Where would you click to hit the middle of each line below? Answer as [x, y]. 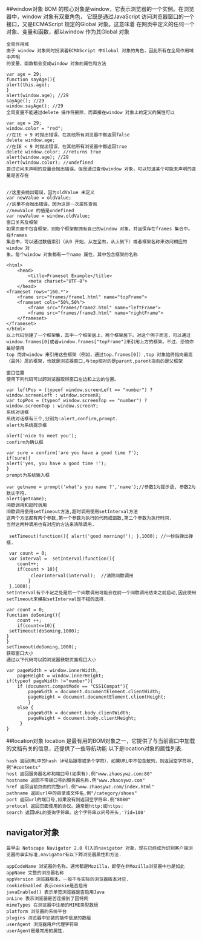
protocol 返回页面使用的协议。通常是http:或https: [65, 806]
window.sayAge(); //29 [35, 106]
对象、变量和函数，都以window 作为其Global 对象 [68, 32]
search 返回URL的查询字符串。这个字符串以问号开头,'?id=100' [76, 813]
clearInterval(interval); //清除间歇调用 [82, 576]
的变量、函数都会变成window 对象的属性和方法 [57, 64]
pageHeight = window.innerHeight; [60, 676]
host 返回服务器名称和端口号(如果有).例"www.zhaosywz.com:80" [79, 774]
